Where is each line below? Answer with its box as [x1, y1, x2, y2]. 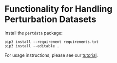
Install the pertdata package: [4, 30, 63, 36]
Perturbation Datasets [4, 14, 97, 25]
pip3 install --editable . [4, 43, 59, 48]
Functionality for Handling [4, 3, 113, 15]
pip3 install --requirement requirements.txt [4, 39, 98, 44]
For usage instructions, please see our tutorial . [4, 52, 98, 58]
